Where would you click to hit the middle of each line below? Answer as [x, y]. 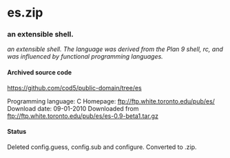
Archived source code [40, 72]
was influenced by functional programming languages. [85, 57]
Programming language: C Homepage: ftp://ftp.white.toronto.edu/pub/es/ [111, 101]
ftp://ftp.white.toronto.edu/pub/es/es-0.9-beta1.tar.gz [83, 116]
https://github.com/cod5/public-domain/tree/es [75, 88]
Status [17, 132]
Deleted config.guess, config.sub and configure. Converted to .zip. [102, 147]
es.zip [25, 13]
